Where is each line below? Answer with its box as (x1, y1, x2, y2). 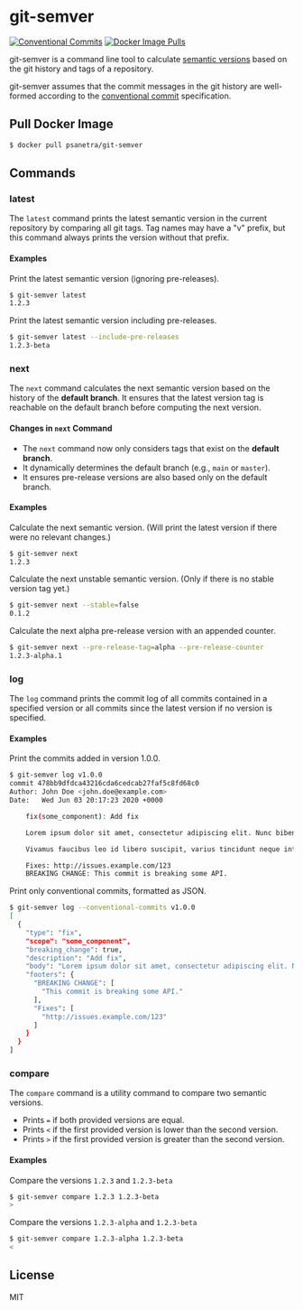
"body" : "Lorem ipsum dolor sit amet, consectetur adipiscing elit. (25, 962, 289, 971)
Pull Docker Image (9, 116, 115, 132)
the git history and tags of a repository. (9, 63, 154, 74)
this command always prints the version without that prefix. (9, 232, 230, 243)
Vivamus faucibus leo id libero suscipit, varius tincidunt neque (25, 844, 280, 854)
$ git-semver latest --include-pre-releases (9, 332, 179, 342)
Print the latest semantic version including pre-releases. (9, 315, 217, 326)
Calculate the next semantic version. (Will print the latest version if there (9, 522, 278, 533)
